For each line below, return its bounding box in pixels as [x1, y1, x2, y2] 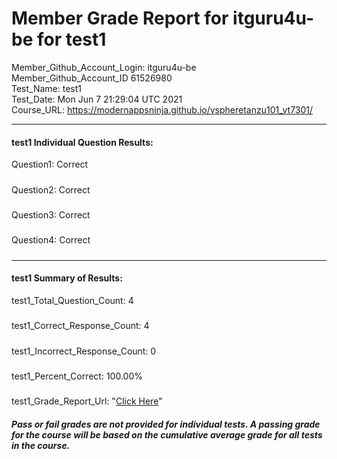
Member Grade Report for [11, 7, 229, 30]
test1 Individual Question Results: [11, 136, 154, 148]
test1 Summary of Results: [11, 272, 123, 284]
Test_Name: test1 [11, 82, 83, 94]
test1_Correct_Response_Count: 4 [11, 320, 150, 332]
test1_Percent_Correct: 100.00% [11, 370, 143, 382]
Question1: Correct [11, 158, 89, 171]
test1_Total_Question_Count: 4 [11, 294, 134, 306]
